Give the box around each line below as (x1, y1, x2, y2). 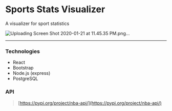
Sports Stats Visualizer (5, 4, 105, 15)
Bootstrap (12, 65, 34, 71)
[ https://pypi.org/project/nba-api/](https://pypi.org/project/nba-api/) (17, 100, 162, 106)
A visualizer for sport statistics (5, 20, 70, 26)
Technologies (5, 47, 40, 54)
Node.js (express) (12, 70, 51, 76)
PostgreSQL (12, 75, 38, 82)
